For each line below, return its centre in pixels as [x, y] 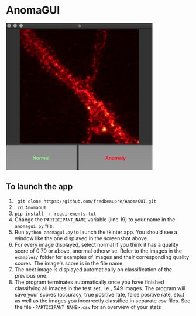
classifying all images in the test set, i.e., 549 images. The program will [100, 288]
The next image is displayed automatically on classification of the [93, 269]
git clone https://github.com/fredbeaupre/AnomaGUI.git [87, 201]
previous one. [31, 275]
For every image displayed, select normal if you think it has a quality [96, 244]
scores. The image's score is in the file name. [69, 263]
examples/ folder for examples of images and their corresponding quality [102, 257]
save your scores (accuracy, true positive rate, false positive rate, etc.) [99, 294]
